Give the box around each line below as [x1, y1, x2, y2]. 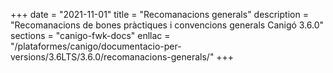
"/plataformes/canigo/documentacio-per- [10, 40, 182, 52]
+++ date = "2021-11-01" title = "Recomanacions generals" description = [10, 9, 309, 20]
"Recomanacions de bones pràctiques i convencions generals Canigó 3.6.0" [10, 19, 325, 31]
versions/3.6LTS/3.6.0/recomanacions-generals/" [10, 51, 215, 63]
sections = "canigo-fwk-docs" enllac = [10, 30, 171, 41]
